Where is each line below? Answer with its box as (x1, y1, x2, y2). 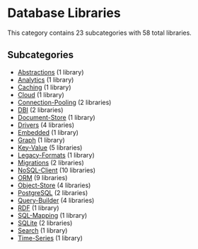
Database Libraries (7, 5, 122, 21)
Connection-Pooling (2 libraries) (17, 98, 112, 106)
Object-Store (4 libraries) (17, 181, 91, 189)
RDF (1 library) (17, 204, 59, 212)
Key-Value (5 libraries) (17, 143, 83, 152)
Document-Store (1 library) (17, 113, 95, 121)
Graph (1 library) (17, 135, 65, 144)
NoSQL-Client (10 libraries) (17, 165, 96, 175)
